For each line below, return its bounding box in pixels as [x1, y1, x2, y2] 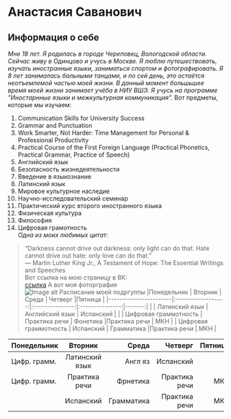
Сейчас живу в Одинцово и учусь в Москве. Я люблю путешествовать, [8, 57, 217, 65]
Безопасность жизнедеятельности [17, 166, 120, 173]
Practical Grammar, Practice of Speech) [17, 150, 130, 159]
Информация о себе [8, 32, 99, 43]
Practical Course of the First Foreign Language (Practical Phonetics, [17, 144, 210, 151]
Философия [17, 216, 52, 224]
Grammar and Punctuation [17, 122, 93, 129]
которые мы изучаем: [8, 101, 72, 109]
